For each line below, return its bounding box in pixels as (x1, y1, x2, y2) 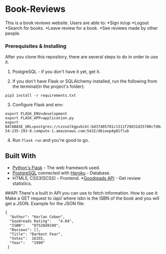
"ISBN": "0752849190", (9, 223, 61, 228)
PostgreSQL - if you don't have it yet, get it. (12, 69, 101, 75)
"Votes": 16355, (9, 236, 45, 241)
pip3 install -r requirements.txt (5, 93, 77, 98)
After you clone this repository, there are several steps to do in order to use (5, 54, 158, 60)
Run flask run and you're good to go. (12, 137, 89, 143)
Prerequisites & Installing (5, 42, 67, 49)
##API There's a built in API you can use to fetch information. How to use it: (5, 190, 159, 196)
